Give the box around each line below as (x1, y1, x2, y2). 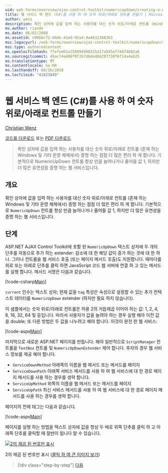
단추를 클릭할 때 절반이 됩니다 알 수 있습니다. (14, 430, 101, 436)
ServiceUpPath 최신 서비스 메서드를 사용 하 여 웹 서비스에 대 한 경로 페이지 (12, 387, 157, 393)
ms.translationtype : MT (5, 58, 55, 63)
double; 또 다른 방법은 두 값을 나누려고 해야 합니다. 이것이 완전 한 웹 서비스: (10, 318, 157, 324)
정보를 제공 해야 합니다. (10, 351, 56, 357)
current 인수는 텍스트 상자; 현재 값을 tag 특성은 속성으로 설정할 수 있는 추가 (5, 289, 152, 295)
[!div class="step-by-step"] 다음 (17, 462, 83, 468)
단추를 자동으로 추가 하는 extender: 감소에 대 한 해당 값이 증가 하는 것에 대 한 (5, 250, 155, 256)
